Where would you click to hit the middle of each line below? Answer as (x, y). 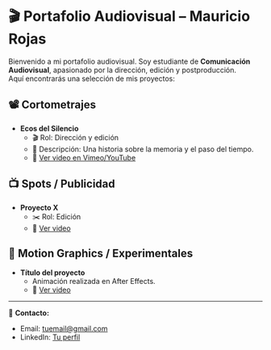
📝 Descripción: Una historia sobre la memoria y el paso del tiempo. (143, 149)
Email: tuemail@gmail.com (64, 329)
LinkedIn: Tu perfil (50, 337)
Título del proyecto (52, 273)
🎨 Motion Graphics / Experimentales (101, 253)
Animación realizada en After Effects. (94, 281)
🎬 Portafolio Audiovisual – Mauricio (129, 17)
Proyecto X (39, 207)
